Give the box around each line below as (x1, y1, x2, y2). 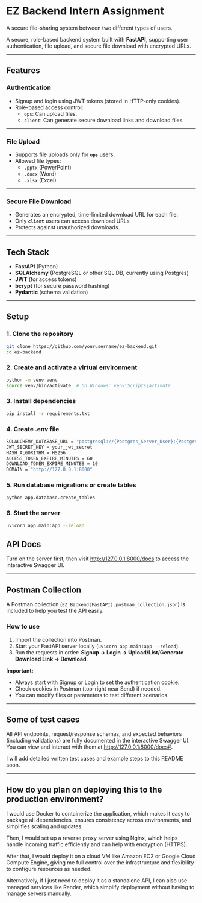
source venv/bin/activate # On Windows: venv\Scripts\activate (6, 382, 171, 388)
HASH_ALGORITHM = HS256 (6, 449, 66, 456)
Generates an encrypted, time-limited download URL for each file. (14, 211, 179, 218)
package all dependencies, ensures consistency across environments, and (6, 816, 191, 824)
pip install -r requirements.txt (6, 410, 90, 417)
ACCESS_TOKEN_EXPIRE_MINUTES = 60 (6, 455, 93, 461)
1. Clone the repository (6, 330, 74, 338)
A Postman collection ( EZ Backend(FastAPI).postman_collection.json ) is (6, 601, 185, 608)
